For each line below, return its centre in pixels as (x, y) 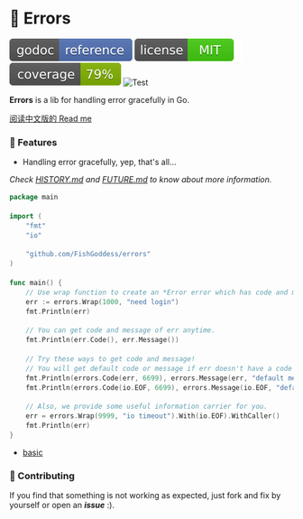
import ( (26, 216)
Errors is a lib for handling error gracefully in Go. (100, 99)
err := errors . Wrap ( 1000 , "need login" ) (102, 301)
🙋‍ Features (33, 142)
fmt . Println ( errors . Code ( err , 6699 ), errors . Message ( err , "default (155, 378)
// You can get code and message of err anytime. (121, 330)
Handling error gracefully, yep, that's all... (100, 162)
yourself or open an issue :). (62, 505)
